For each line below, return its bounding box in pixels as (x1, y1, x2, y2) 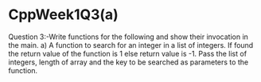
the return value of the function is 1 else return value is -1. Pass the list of (8, 49, 247, 58)
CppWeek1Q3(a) (8, 6, 119, 24)
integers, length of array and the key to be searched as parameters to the (8, 57, 249, 67)
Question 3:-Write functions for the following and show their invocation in (8, 32, 249, 41)
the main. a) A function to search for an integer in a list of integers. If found (8, 40, 254, 49)
